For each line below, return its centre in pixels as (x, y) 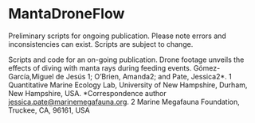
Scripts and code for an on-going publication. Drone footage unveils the (126, 60)
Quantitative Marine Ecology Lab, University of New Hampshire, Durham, (128, 85)
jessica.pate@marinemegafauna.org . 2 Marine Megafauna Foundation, (124, 102)
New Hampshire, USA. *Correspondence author (87, 93)
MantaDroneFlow (67, 14)
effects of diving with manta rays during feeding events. (100, 67)
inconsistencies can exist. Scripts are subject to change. (101, 44)
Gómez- (207, 67)
